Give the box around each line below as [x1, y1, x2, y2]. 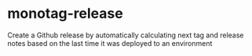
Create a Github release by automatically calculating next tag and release [7, 30, 244, 40]
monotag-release [7, 5, 123, 23]
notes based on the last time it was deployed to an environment [7, 38, 213, 47]
